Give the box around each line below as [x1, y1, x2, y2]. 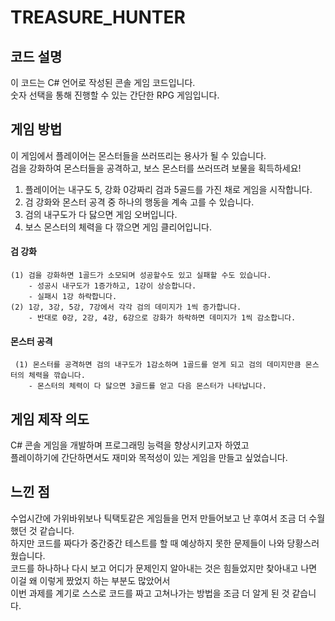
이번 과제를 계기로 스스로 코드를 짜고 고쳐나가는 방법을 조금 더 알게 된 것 [10, 587, 290, 599]
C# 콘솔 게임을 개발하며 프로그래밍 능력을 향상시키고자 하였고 [10, 439, 250, 451]
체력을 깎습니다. [28, 371, 86, 381]
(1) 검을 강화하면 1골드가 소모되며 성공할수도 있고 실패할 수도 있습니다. [10, 271, 272, 281]
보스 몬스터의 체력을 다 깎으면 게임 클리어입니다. [24, 221, 212, 233]
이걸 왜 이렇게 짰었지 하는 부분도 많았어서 [10, 574, 171, 586]
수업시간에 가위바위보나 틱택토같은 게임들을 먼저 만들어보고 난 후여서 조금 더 [10, 512, 307, 524]
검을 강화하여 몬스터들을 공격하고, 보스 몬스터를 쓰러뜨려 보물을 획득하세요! [10, 162, 302, 174]
